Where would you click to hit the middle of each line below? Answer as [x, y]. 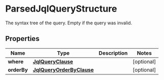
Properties [22, 39]
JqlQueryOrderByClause [63, 70]
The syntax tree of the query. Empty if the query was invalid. [69, 23]
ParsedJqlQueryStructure [61, 9]
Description [113, 53]
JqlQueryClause [53, 61]
